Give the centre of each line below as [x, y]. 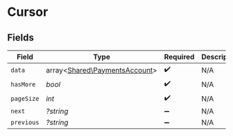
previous [25, 123]
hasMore [23, 84]
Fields [21, 38]
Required [179, 57]
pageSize [25, 98]
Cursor [28, 12]
